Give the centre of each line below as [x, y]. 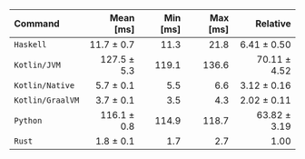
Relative [273, 24]
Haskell [30, 45]
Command [37, 24]
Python [28, 120]
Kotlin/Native [44, 85]
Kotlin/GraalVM [47, 100]
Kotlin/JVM [37, 65]
